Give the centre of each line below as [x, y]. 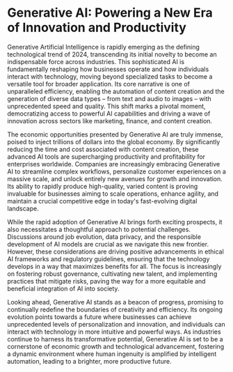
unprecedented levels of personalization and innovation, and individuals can [116, 324]
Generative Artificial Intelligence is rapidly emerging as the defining [104, 47]
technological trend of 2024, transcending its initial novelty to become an [112, 54]
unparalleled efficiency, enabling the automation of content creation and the [116, 91]
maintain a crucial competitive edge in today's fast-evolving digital [102, 201]
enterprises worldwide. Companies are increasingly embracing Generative [114, 164]
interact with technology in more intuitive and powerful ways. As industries [114, 332]
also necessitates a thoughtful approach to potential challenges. [99, 229]
